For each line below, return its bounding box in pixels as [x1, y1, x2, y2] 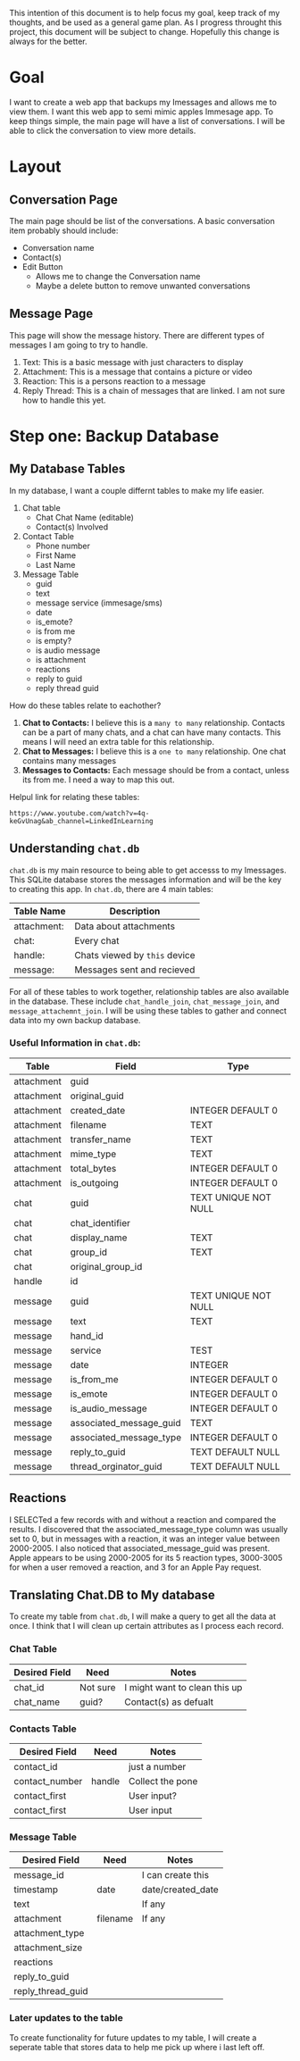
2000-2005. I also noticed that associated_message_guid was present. [9, 1542, 271, 1553]
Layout [9, 156, 62, 177]
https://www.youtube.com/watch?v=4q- [9, 808, 150, 818]
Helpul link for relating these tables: [9, 791, 140, 802]
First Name [35, 549, 77, 561]
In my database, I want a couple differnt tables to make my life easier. [9, 485, 265, 496]
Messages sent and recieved [74, 964, 196, 976]
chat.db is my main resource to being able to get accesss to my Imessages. [9, 864, 287, 875]
